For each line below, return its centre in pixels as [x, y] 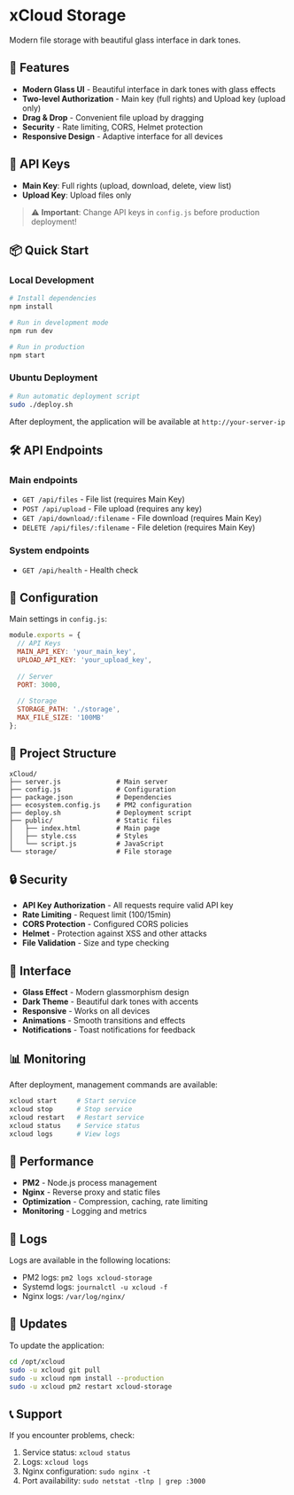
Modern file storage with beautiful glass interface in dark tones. [125, 40]
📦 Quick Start [49, 250]
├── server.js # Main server [89, 782]
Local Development [52, 280]
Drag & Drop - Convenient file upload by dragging [113, 117]
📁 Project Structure [63, 754]
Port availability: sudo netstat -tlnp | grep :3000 [114, 1481]
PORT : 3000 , [39, 685]
